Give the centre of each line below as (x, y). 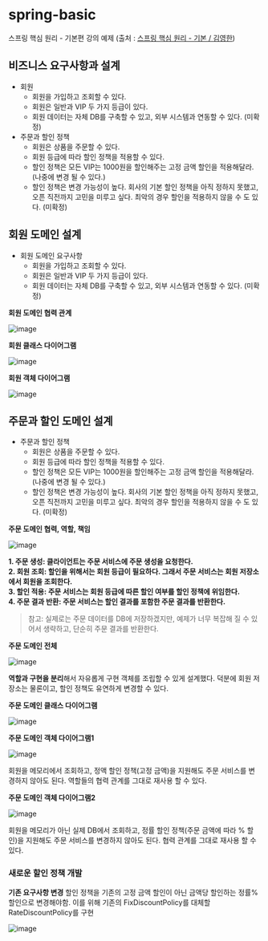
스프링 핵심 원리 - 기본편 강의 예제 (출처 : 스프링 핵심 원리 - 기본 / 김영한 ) (122, 38)
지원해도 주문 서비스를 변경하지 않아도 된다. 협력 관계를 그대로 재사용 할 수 (141, 841)
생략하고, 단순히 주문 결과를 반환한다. (101, 629)
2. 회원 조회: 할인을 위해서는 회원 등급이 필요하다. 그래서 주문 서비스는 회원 (123, 572)
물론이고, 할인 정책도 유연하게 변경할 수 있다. (99, 688)
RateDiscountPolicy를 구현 (51, 912)
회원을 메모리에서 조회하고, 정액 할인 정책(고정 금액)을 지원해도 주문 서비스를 (128, 771)
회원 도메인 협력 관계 (40, 312)
